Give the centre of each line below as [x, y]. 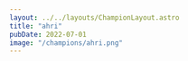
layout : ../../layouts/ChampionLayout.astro [94, 17]
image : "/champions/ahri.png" [66, 43]
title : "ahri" [36, 26]
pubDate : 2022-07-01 [48, 34]
